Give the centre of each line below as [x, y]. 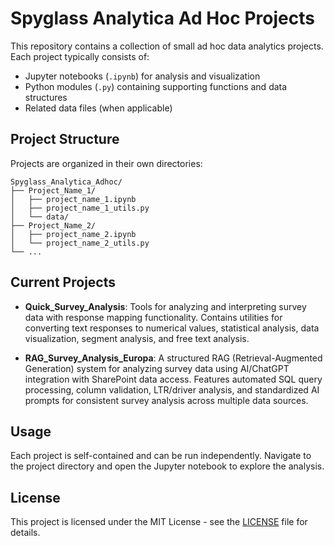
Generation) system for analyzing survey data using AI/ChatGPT [157, 368]
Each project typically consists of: [80, 56]
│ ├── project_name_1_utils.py [80, 208]
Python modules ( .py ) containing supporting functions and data [156, 86]
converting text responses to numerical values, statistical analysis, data [172, 328]
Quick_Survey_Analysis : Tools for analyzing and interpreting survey [165, 306]
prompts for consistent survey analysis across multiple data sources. [166, 400]
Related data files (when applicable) [98, 108]
